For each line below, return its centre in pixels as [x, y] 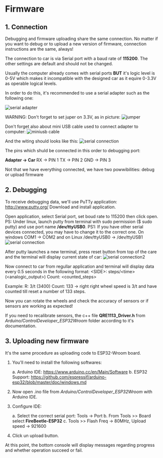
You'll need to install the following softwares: [57, 362]
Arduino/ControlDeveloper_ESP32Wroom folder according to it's [69, 320]
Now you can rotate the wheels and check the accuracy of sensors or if [77, 300]
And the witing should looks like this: [42, 141]
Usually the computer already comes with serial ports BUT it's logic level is [80, 73]
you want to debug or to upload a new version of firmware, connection [76, 44]
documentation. [21, 326]
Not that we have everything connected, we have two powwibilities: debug [80, 169]
